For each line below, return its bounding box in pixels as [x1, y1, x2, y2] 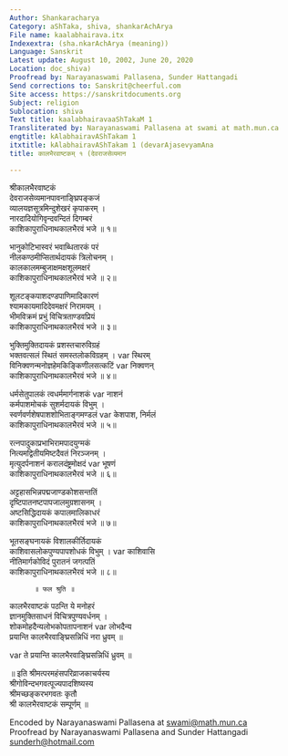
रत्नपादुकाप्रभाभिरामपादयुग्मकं [9, 437, 91, 448]
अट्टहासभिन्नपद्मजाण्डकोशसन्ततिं [9, 486, 98, 497]
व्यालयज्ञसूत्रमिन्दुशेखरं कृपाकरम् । [9, 202, 107, 213]
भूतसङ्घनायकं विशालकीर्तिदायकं [9, 535, 102, 546]
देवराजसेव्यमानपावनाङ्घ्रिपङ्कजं [9, 192, 100, 203]
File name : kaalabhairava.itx [9, 30, 125, 39]
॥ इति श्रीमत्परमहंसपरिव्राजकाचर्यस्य [9, 668, 110, 678]
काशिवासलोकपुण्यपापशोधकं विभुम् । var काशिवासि [9, 545, 156, 556]
